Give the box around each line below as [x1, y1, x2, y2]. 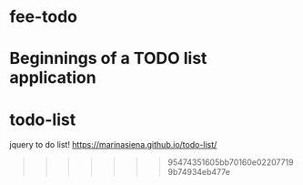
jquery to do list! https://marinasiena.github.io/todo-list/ [9, 139, 217, 150]
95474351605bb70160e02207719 [167, 157, 294, 168]
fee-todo [9, 6, 77, 27]
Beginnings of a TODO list [9, 48, 207, 69]
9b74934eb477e [167, 167, 230, 178]
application [9, 67, 97, 88]
